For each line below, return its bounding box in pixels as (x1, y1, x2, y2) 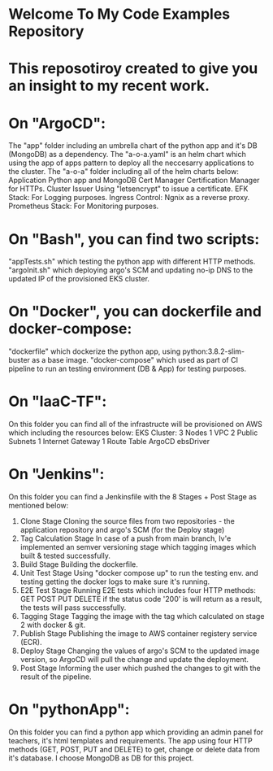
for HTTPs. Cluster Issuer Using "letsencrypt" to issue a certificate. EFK (8, 184, 249, 194)
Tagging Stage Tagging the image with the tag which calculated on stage (19, 612, 265, 621)
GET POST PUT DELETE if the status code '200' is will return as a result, (19, 595, 262, 604)
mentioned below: (8, 501, 69, 511)
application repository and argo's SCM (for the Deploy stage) (19, 525, 225, 535)
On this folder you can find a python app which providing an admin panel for (8, 727, 264, 737)
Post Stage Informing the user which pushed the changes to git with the (19, 664, 262, 673)
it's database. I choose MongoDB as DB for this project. (8, 753, 194, 763)
